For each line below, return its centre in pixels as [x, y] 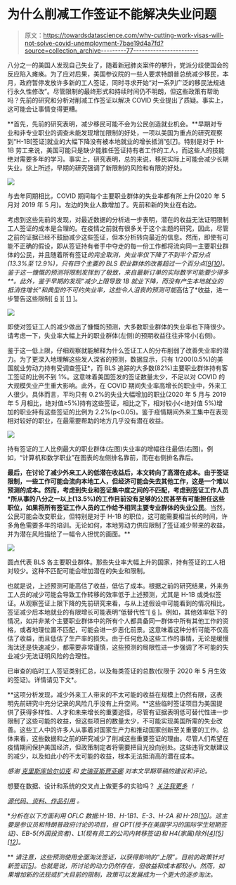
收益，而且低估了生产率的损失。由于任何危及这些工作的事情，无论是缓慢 [124, 638]
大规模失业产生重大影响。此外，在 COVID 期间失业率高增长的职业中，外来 [114, 385]
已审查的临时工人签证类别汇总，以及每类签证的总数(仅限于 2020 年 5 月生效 [117, 671]
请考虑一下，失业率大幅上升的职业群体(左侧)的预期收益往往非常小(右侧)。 [113, 335]
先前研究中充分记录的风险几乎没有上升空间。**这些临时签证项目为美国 [115, 703]
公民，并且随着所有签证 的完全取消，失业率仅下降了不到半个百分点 [115, 254]
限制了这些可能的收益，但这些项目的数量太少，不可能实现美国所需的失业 [112, 721]
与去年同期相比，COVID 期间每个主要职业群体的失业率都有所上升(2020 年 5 [116, 196]
